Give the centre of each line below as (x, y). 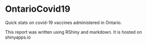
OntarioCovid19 (38, 9)
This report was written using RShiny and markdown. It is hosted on (73, 32)
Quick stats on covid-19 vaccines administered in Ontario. (63, 22)
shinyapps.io (18, 37)
